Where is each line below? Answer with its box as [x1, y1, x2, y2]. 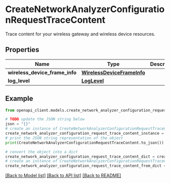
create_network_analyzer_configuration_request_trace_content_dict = [5, 154, 155, 159]
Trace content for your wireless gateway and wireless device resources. [5, 31, 156, 37]
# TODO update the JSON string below [5, 117, 85, 122]
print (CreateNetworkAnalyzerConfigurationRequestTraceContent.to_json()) [5, 140, 164, 145]
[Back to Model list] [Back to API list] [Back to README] [5, 172, 121, 178]
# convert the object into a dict [5, 149, 78, 154]
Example [5, 94, 33, 103]
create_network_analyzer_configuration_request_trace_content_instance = [5, 131, 164, 136]
